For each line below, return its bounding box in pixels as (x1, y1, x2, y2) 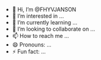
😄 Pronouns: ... (12, 41, 52, 48)
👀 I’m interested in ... (12, 12, 64, 20)
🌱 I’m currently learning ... (12, 19, 78, 26)
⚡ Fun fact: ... (12, 48, 46, 55)
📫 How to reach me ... (12, 32, 69, 39)
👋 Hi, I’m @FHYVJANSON (12, 6, 77, 13)
